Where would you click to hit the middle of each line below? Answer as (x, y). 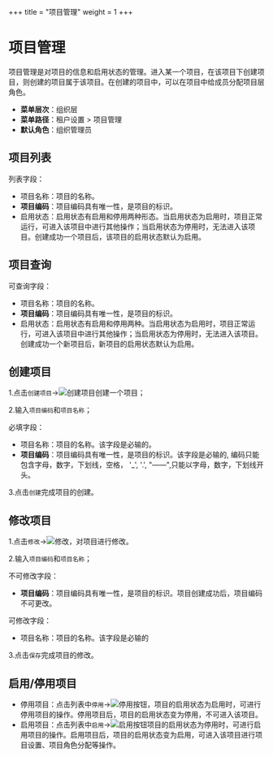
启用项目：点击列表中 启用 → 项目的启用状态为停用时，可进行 (137, 725)
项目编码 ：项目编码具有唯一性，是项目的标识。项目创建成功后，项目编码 (141, 593)
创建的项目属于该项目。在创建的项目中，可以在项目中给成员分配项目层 (147, 82)
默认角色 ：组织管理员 (56, 129)
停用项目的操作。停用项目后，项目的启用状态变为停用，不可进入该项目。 (141, 714)
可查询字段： (30, 286)
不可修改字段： (33, 576)
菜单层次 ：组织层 (49, 109)
